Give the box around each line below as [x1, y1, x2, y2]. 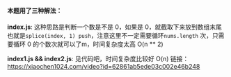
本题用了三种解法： [7, 6, 63, 14]
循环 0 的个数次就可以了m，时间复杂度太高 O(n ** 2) [13, 40, 164, 48]
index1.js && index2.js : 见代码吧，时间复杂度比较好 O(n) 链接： [7, 55, 189, 63]
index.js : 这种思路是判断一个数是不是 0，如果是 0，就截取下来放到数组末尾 [7, 23, 223, 31]
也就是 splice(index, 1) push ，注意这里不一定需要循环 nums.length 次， [7, 32, 213, 40]
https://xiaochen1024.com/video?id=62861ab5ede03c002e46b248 [7, 63, 200, 71]
